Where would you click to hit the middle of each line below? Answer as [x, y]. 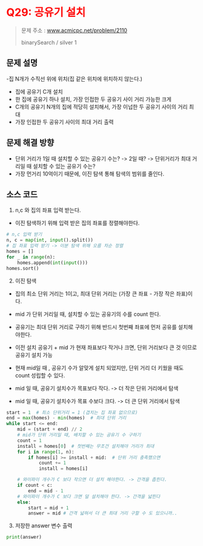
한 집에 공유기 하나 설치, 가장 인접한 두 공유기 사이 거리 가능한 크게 [93, 99]
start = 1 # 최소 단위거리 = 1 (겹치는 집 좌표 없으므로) [72, 412]
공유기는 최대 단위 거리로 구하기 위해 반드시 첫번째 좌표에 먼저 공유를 [96, 327]
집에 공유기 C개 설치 [39, 91]
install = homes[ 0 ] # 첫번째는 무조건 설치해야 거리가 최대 [86, 446]
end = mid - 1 [46, 491]
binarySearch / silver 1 [49, 42]
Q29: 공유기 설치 [46, 12]
